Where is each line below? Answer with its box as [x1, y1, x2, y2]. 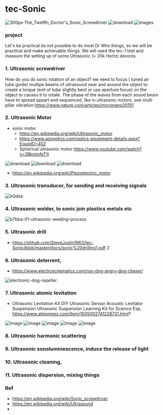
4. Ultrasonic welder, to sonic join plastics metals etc [5, 205, 132, 212]
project [5, 32, 23, 38]
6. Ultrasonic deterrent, [5, 257, 62, 264]
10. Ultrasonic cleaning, [5, 359, 62, 365]
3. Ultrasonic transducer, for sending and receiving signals [5, 182, 147, 189]
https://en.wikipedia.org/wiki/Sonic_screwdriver [12, 396, 108, 402]
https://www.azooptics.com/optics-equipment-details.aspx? [19, 135, 140, 142]
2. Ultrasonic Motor [5, 114, 52, 121]
